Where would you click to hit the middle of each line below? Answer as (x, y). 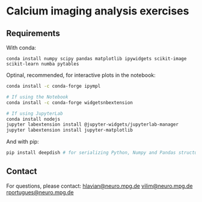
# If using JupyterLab (35, 113)
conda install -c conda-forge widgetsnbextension (70, 103)
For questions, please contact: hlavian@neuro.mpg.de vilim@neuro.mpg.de (99, 186)
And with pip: (23, 142)
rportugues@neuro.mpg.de (40, 192)
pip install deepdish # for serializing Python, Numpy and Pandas (91, 153)
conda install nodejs (33, 119)
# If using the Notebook (37, 97)
